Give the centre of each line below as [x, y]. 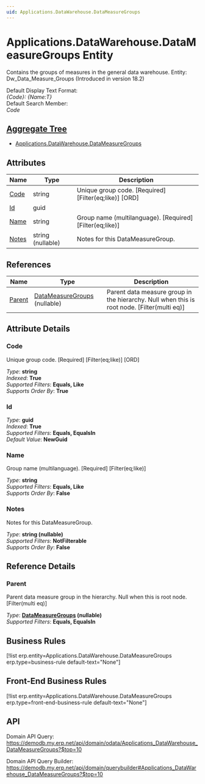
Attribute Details [38, 329]
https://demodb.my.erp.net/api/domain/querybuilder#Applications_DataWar [101, 768]
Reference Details [41, 566]
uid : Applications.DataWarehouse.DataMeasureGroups [73, 12]
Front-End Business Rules [56, 681]
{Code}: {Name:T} [29, 97]
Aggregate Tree [37, 129]
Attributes [26, 163]
